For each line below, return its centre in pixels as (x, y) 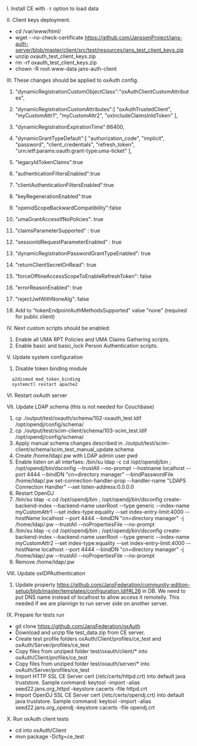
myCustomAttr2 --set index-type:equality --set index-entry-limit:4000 (100, 543)
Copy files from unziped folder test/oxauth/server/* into (82, 664)
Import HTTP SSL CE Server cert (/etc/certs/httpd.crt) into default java (100, 676)
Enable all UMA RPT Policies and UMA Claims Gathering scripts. (92, 339)
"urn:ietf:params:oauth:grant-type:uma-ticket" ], (74, 151)
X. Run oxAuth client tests (38, 719)
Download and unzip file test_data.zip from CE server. (80, 632)
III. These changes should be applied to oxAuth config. (73, 80)
